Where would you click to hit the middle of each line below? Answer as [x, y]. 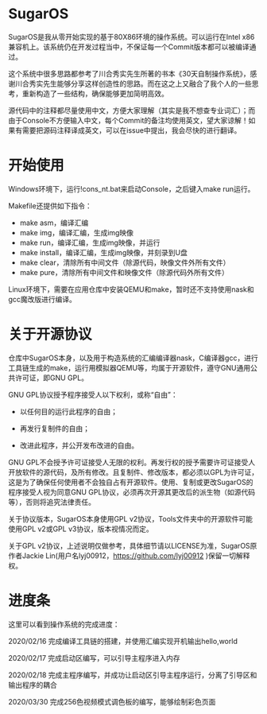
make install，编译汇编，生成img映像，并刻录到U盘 [104, 252]
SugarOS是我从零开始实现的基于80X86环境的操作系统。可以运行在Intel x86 [132, 37]
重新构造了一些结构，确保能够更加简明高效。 [95, 93]
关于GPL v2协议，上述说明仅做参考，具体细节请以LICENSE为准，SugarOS [129, 545]
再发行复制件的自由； [54, 428]
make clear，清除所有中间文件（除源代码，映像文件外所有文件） [125, 262]
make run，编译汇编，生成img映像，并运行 [90, 243]
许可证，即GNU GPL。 [52, 378]
